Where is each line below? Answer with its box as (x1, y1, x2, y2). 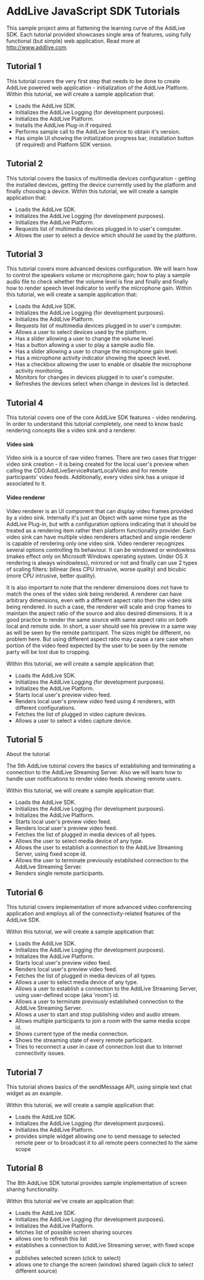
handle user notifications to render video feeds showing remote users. (6, 775, 182, 783)
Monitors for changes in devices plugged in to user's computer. (15, 373, 174, 381)
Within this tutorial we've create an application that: (6, 1197, 135, 1205)
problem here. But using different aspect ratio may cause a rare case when (6, 635, 194, 642)
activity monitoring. (15, 367, 64, 375)
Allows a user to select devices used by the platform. (15, 329, 148, 336)
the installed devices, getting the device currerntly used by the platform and (6, 181, 196, 188)
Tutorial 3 (6, 249, 44, 259)
